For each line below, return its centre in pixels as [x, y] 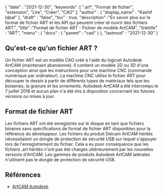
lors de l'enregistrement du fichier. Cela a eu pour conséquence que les [77, 144]
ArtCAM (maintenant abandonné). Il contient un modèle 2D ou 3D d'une [77, 65]
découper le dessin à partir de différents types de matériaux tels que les [77, 80]
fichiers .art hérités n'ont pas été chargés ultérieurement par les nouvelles [79, 149]
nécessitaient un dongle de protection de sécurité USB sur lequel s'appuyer [81, 139]
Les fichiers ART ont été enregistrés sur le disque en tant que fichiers [75, 123]
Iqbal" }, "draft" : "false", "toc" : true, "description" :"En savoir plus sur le [78, 17]
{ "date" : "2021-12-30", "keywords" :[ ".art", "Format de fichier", [69, 7]
